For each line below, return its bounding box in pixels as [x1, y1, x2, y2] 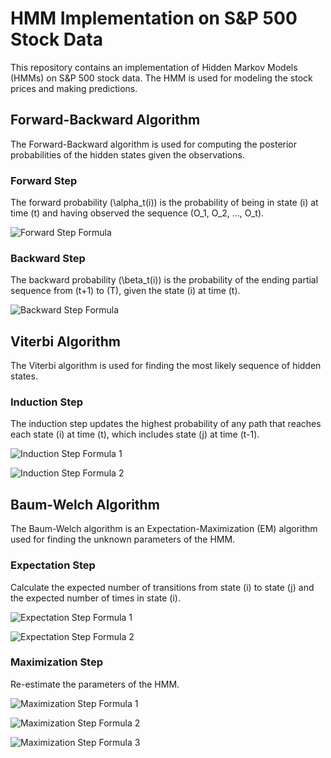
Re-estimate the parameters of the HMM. [10, 678, 180, 690]
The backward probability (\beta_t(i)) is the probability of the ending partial [10, 274, 319, 286]
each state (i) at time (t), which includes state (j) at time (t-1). [10, 428, 260, 441]
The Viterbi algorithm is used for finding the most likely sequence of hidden [10, 360, 322, 372]
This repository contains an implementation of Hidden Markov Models [10, 61, 298, 73]
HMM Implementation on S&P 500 [10, 7, 298, 30]
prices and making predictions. [10, 82, 138, 94]
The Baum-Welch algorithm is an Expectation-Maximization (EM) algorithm [10, 523, 318, 535]
